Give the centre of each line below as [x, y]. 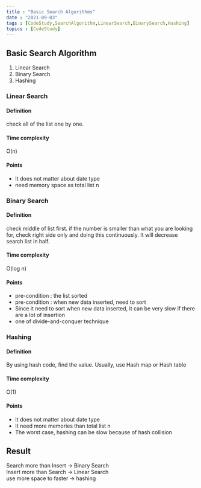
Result [19, 451]
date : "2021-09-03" [32, 18]
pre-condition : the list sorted [51, 296]
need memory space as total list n [57, 185]
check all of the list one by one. [45, 124]
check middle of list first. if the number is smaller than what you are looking [100, 228]
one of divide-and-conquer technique [62, 321]
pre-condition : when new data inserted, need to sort [80, 302]
